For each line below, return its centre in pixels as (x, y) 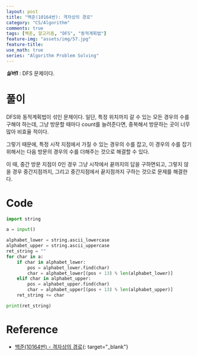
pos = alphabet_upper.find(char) (69, 284)
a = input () (21, 229)
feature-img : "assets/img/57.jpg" (49, 39)
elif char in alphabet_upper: (54, 279)
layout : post (22, 12)
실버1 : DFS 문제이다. (30, 73)
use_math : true (25, 50)
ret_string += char (41, 295)
